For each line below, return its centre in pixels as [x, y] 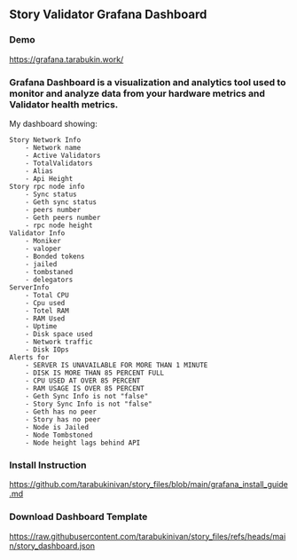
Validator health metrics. [64, 104]
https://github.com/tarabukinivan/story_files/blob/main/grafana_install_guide [148, 485]
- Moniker [43, 241]
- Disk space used [59, 334]
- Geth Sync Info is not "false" [87, 396]
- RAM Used [45, 319]
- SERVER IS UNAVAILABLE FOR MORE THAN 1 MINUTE [117, 365]
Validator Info [37, 233]
